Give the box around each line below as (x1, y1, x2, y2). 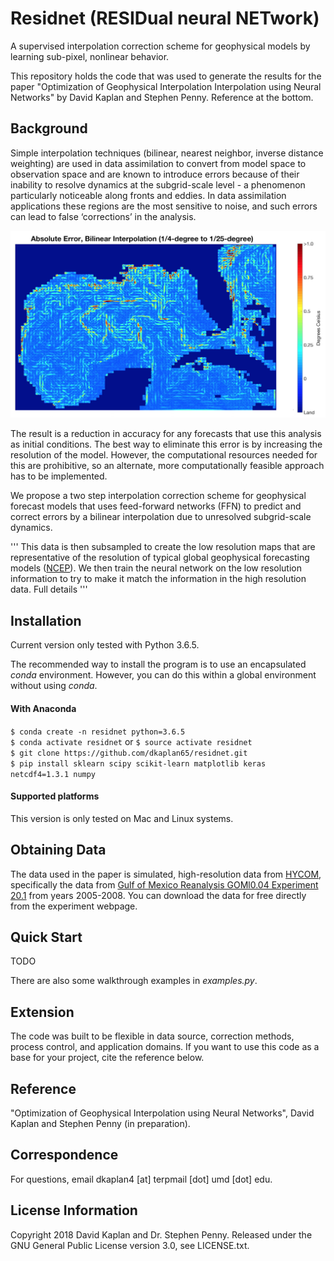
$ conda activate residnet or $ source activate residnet (10, 735, 253, 747)
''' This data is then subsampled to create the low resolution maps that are (10, 541, 316, 553)
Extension (10, 1003, 75, 1021)
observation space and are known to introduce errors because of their (10, 168, 300, 180)
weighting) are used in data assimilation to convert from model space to (10, 157, 307, 169)
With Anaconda (10, 702, 77, 714)
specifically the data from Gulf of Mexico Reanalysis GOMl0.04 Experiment (10, 878, 319, 891)
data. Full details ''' (10, 583, 88, 596)
